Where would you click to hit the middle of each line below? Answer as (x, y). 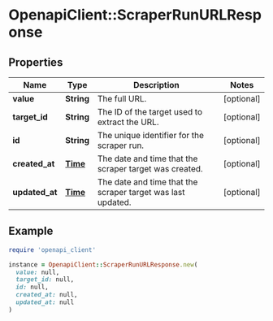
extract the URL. (128, 122)
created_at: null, (47, 295)
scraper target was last (141, 192)
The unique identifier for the (151, 135)
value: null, (38, 272)
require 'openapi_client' (52, 249)
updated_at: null (45, 302)
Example (31, 231)
